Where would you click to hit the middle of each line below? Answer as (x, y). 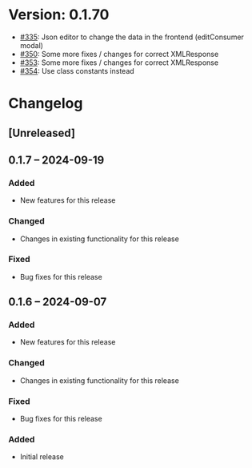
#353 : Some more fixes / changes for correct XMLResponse (119, 63)
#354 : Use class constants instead (77, 71)
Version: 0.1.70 (59, 15)
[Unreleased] (42, 133)
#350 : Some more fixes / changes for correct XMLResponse (119, 54)
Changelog (46, 104)
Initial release (42, 457)
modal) (32, 45)
